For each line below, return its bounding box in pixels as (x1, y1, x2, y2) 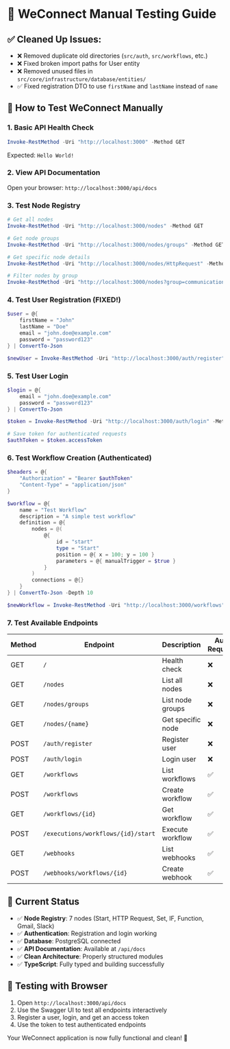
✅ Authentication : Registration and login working (16, 929, 157, 937)
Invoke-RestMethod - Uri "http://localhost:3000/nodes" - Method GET (7, 223, 204, 230)
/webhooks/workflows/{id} (43, 869, 128, 877)
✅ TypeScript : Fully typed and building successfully (16, 960, 165, 968)
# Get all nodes (7, 216, 53, 224)
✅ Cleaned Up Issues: (7, 34, 102, 45)
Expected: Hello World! (7, 151, 74, 159)
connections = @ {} (31, 577, 84, 583)
